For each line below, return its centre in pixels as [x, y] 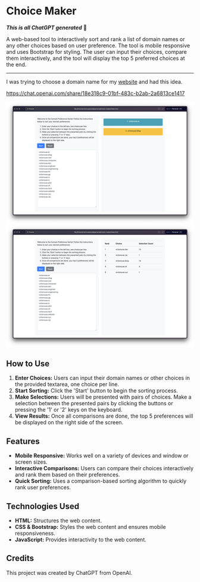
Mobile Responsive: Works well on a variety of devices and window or [101, 456]
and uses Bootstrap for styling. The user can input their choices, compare [97, 51]
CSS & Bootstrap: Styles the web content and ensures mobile [90, 527]
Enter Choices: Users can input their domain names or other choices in [102, 378]
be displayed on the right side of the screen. [69, 422]
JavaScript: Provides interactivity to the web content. [81, 540]
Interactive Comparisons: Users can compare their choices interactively [104, 468]
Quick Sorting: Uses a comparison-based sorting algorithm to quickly [101, 481]
